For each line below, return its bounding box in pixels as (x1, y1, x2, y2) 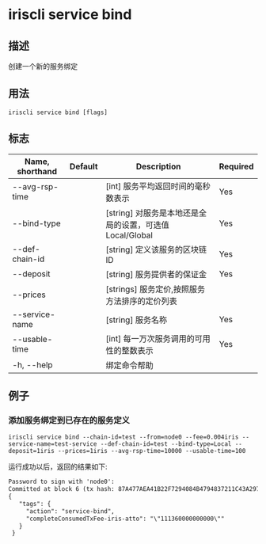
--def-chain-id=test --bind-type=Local (100, 440, 232, 448)
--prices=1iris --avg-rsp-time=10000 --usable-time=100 (58, 447, 246, 455)
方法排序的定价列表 (105, 295, 177, 306)
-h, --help (12, 359, 53, 370)
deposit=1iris (8, 447, 55, 455)
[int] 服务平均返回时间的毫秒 (105, 181, 211, 192)
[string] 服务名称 (105, 314, 168, 325)
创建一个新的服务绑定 (8, 62, 78, 70)
